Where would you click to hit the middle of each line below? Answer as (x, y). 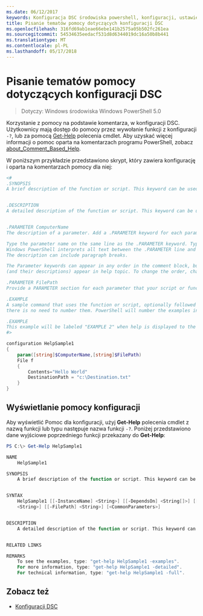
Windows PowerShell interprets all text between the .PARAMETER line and (101, 249)
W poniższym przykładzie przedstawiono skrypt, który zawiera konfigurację (101, 160)
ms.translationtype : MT (36, 40)
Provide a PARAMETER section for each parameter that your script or (96, 289)
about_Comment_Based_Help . (44, 149)
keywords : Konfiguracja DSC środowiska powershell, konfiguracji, (92, 18)
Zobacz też (28, 592)
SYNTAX (14, 496)
